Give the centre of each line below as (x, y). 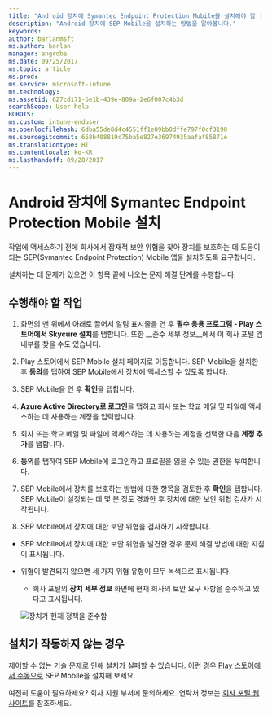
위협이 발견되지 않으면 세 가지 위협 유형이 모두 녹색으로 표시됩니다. (125, 571)
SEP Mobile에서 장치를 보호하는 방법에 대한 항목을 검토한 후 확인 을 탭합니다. (141, 489)
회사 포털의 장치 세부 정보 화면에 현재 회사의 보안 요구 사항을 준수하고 (142, 588)
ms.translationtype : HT (49, 145)
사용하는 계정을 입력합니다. (93, 417)
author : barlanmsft (42, 39)
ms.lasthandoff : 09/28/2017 (56, 160)
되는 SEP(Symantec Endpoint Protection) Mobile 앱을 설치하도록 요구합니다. (132, 257)
